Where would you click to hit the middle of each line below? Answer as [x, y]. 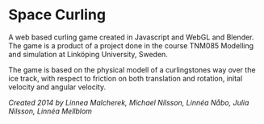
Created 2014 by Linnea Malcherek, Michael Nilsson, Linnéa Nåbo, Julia [129, 102]
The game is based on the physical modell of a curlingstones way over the [132, 69]
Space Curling [57, 15]
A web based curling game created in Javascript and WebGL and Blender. [131, 37]
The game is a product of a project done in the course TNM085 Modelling [131, 45]
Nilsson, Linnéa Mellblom [50, 111]
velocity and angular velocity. [57, 87]
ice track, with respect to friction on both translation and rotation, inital [126, 78]
